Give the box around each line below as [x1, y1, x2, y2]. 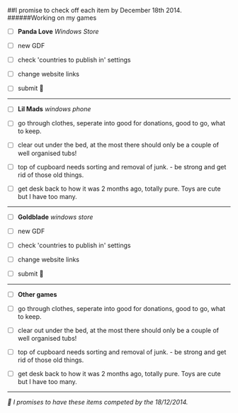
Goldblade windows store [17, 213, 93, 221]
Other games [17, 290, 57, 298]
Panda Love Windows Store [17, 28, 99, 35]
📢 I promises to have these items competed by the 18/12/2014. [7, 398, 188, 407]
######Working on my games [7, 13, 97, 22]
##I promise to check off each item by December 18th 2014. [7, 6, 182, 14]
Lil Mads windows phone [17, 105, 91, 113]
